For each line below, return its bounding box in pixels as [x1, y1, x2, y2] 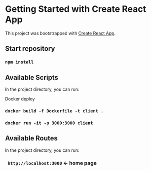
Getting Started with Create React [5, 3, 147, 15]
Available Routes [5, 134, 58, 142]
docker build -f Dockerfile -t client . [5, 108, 104, 114]
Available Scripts [5, 73, 58, 82]
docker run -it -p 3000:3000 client [5, 120, 93, 126]
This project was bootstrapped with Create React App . [5, 30, 116, 36]
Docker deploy [5, 96, 35, 102]
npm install [5, 59, 34, 65]
